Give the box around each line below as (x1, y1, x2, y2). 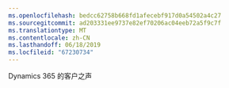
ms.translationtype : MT (8, 26, 87, 34)
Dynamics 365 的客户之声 (8, 71, 93, 80)
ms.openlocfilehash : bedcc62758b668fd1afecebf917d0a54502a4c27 (8, 11, 222, 20)
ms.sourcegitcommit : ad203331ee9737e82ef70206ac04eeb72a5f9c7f (8, 19, 222, 27)
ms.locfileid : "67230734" (8, 48, 94, 56)
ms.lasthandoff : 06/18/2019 (8, 41, 101, 49)
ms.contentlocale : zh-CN (8, 33, 90, 42)
